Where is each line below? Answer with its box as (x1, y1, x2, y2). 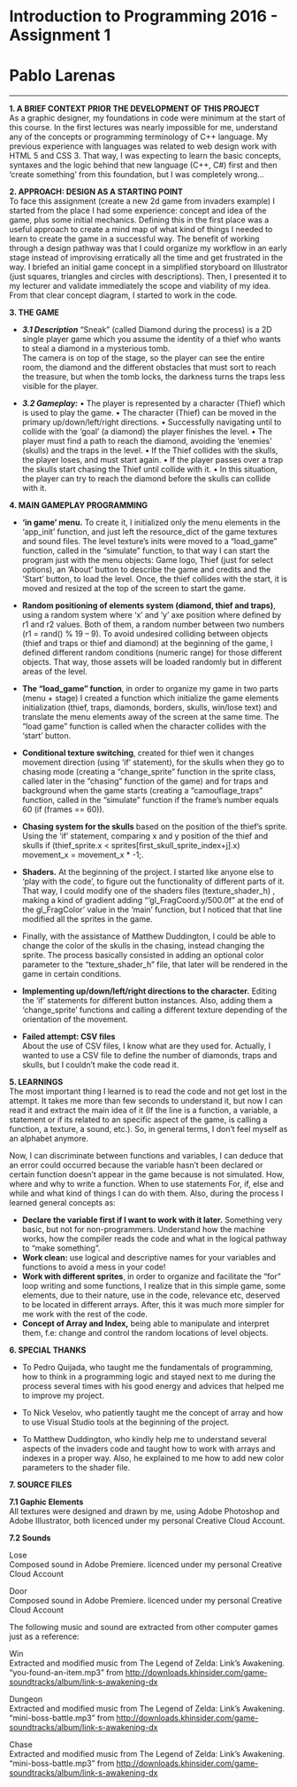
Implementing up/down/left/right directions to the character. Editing (21, 986, 277, 996)
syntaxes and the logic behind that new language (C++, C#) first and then (9, 160, 278, 170)
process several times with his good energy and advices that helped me (21, 1381, 285, 1392)
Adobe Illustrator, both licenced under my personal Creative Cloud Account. (9, 1516, 286, 1526)
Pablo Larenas (9, 66, 116, 86)
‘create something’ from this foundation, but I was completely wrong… (9, 169, 265, 180)
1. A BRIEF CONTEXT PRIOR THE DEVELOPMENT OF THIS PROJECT (9, 104, 260, 114)
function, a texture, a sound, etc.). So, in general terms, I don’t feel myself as (9, 1124, 288, 1135)
